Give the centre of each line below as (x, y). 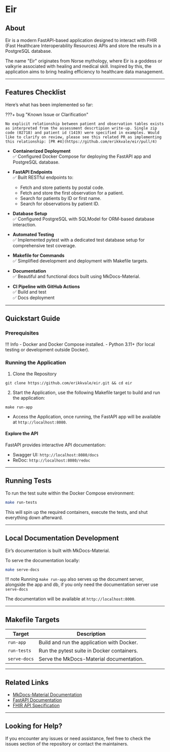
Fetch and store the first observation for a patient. (72, 193)
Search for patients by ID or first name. (60, 198)
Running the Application (36, 363)
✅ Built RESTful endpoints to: (43, 177)
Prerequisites (22, 333)
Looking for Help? (34, 726)
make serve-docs (22, 570)
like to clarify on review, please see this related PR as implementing (83, 137)
